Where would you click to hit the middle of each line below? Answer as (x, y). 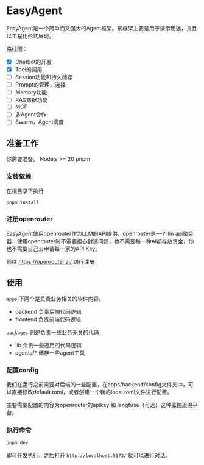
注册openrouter (30, 219)
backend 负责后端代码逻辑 (48, 311)
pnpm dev (17, 443)
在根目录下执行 (25, 191)
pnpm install (23, 202)
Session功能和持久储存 (44, 77)
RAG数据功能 (31, 100)
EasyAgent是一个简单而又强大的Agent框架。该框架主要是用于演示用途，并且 (102, 28)
